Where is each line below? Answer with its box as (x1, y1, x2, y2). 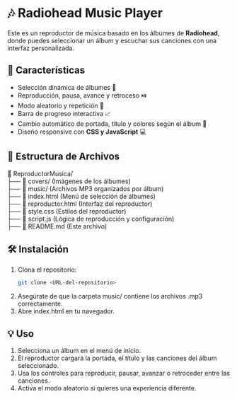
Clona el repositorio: (17, 265, 77, 274)
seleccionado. (17, 362, 59, 370)
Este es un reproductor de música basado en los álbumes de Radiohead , (7, 28, 220, 37)
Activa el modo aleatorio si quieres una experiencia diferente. (17, 384, 197, 393)
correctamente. (17, 299, 63, 308)
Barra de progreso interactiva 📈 (17, 109, 112, 117)
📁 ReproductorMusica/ (7, 169, 74, 178)
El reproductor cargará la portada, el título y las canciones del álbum (17, 354, 217, 362)
